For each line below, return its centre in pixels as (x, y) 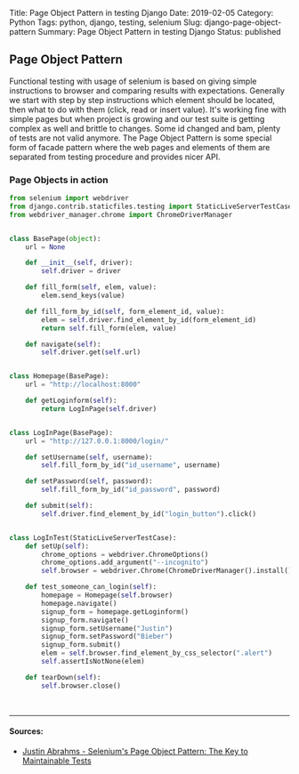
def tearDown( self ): (63, 677)
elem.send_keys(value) (83, 296)
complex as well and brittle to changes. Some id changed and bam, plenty (145, 128)
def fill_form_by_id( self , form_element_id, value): (125, 311)
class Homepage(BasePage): (59, 376)
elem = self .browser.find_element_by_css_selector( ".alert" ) (157, 653)
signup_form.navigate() (85, 620)
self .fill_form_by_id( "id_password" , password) (131, 490)
